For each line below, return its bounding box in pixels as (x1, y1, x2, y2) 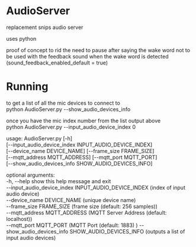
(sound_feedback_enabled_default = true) (6, 59, 108, 66)
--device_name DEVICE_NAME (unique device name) (6, 196, 136, 203)
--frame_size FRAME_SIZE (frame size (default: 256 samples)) (6, 203, 158, 210)
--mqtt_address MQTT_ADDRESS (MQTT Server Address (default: (6, 209, 167, 216)
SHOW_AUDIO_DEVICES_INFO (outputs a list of (69, 227, 185, 235)
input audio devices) (6, 234, 56, 241)
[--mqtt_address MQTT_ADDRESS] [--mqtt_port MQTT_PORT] (6, 154, 158, 161)
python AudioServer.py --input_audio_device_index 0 (6, 123, 136, 131)
